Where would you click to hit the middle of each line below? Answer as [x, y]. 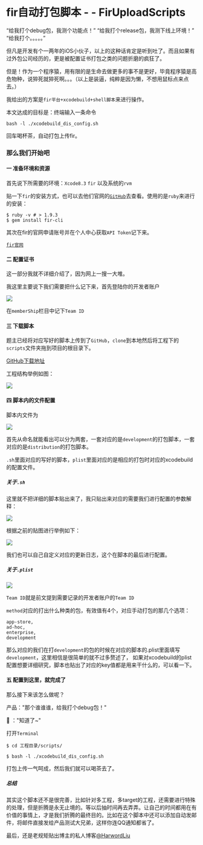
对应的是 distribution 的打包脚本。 [49, 447]
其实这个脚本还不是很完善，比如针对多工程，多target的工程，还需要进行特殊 [101, 800]
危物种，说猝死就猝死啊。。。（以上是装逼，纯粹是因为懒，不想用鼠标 [90, 79]
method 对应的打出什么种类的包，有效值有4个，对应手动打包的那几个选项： [98, 610]
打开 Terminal [23, 733]
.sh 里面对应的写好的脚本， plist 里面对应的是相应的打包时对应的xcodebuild [100, 459]
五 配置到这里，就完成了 [36, 680]
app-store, [20, 622]
